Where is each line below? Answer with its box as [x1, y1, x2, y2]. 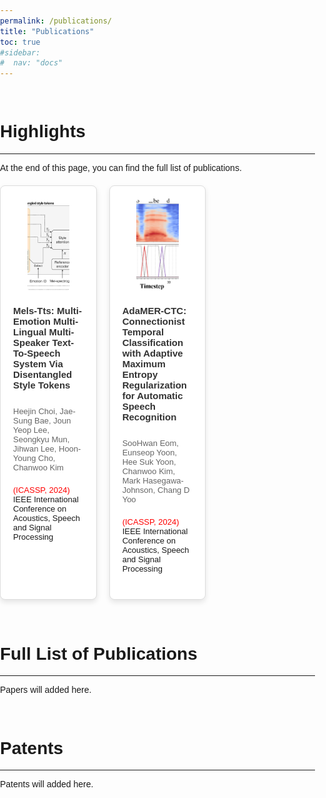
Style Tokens [13, 379, 71, 391]
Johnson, [121, 484, 156, 495]
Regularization [121, 379, 188, 391]
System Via [13, 358, 64, 370]
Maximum [121, 358, 166, 370]
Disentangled [13, 369, 73, 381]
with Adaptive [121, 347, 184, 360]
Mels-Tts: [13, 305, 55, 317]
